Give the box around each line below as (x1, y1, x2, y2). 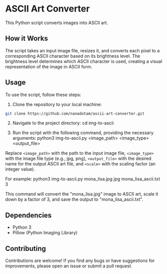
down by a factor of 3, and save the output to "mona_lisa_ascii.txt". (5, 197, 143, 203)
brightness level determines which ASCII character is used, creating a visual (5, 58, 162, 64)
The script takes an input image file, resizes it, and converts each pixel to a (5, 47, 160, 53)
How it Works (5, 34, 48, 43)
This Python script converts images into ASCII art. (5, 20, 108, 26)
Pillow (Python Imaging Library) (12, 230, 78, 236)
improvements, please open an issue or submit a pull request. (5, 263, 132, 269)
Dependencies (5, 211, 52, 219)
